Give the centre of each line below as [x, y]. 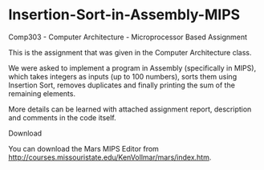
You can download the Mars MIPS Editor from [83, 148]
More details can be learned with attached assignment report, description [130, 109]
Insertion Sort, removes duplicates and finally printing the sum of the [122, 85]
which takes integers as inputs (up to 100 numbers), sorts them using [123, 76]
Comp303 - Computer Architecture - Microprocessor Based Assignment [128, 37]
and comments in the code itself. [62, 117]
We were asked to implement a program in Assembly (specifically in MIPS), [132, 68]
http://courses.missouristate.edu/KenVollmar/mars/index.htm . [110, 157]
